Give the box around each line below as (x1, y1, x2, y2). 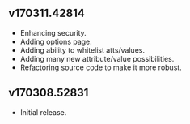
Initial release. (19, 107, 67, 117)
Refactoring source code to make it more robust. (19, 62, 182, 72)
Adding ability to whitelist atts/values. (19, 45, 146, 55)
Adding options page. (19, 36, 93, 46)
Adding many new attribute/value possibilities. (19, 53, 175, 63)
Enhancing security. (19, 28, 87, 37)
